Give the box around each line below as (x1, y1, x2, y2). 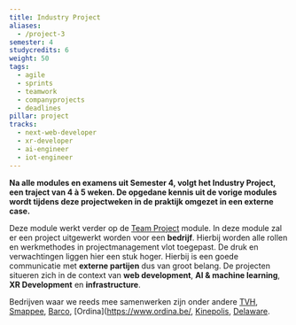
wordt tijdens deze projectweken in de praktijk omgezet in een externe (9, 196, 274, 206)
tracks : (9, 120, 38, 129)
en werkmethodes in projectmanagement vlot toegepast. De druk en (9, 241, 259, 252)
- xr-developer (17, 136, 74, 145)
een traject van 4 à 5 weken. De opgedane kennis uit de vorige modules (9, 187, 277, 197)
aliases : (9, 21, 42, 30)
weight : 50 (9, 54, 50, 63)
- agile (17, 71, 46, 80)
